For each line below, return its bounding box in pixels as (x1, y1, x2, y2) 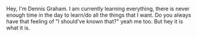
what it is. (6, 24, 30, 31)
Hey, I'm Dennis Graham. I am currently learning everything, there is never (6, 5, 190, 12)
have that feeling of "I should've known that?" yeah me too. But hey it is (6, 18, 183, 25)
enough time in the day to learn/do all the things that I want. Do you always (6, 11, 192, 19)
